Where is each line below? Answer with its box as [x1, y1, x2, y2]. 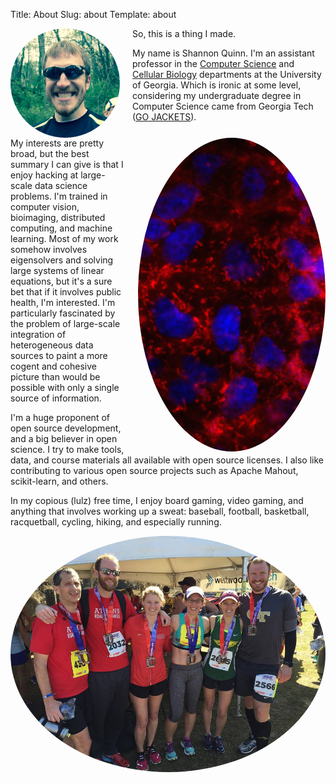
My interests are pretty [10, 137, 105, 149]
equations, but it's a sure [10, 275, 113, 287]
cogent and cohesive [10, 360, 97, 372]
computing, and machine [10, 222, 113, 234]
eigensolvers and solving [10, 254, 114, 266]
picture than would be [10, 370, 101, 383]
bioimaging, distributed [10, 211, 106, 223]
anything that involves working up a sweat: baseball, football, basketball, [10, 505, 310, 517]
